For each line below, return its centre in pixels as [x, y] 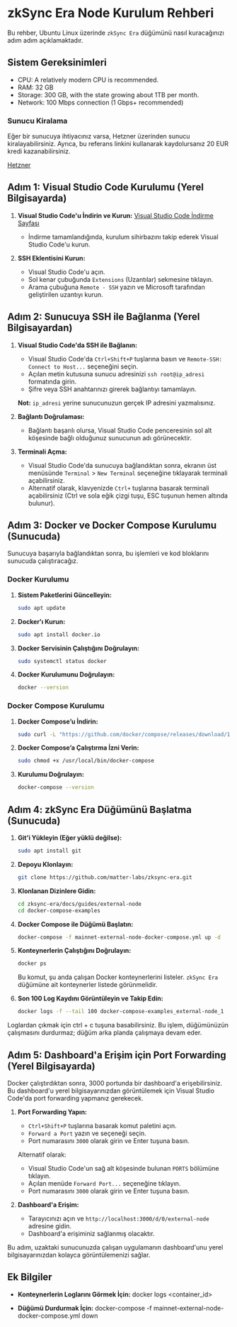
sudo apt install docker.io [59, 634]
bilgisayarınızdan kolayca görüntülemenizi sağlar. [79, 1255]
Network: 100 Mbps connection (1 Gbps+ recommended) [100, 102]
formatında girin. [52, 381]
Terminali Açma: [42, 452]
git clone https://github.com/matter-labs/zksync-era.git [105, 877]
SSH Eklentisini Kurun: [51, 258]
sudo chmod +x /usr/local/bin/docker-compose [86, 761]
